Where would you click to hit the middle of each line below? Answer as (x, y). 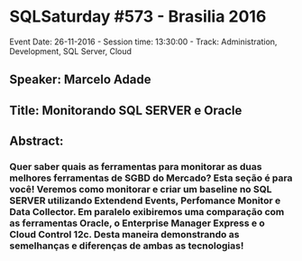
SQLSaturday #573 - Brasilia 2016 (138, 17)
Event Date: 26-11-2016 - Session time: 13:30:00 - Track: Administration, (143, 42)
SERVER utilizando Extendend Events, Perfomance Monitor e (145, 200)
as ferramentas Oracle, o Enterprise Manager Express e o (137, 223)
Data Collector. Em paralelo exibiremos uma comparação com (147, 212)
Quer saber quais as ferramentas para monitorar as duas (136, 167)
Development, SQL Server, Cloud (71, 51)
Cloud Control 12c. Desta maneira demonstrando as (124, 235)
